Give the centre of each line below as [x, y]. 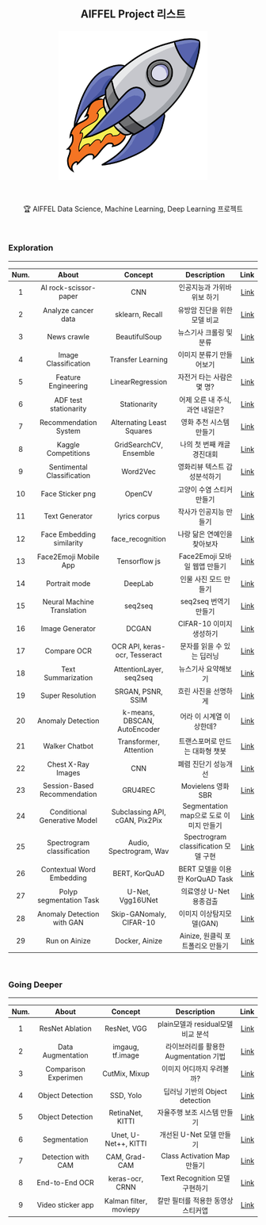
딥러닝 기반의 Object [195, 1091]
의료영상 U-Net [205, 891]
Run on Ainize [68, 940]
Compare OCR [68, 651]
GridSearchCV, [139, 445]
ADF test [68, 400]
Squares [139, 431]
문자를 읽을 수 [201, 646]
